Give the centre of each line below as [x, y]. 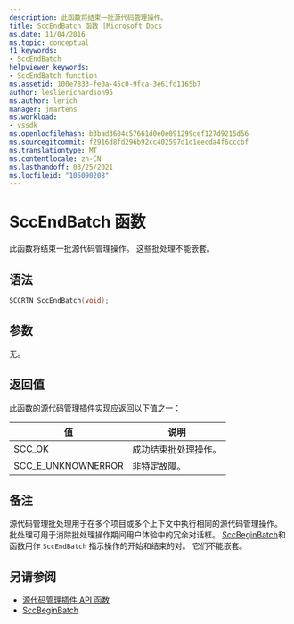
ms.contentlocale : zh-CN [55, 158]
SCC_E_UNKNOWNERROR [69, 465]
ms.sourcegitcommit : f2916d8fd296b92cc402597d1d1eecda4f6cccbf [129, 142]
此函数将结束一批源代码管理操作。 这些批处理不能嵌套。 [112, 249]
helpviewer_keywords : [49, 68]
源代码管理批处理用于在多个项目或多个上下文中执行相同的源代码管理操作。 [146, 524]
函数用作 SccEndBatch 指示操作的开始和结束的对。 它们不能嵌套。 [128, 546]
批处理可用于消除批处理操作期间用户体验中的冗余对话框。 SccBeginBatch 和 [148, 535]
